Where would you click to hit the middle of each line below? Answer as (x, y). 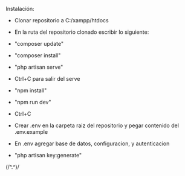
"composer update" (39, 44)
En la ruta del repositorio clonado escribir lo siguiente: (82, 32)
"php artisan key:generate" (48, 155)
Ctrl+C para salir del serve (47, 79)
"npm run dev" (33, 102)
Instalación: (20, 9)
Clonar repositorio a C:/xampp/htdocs (62, 20)
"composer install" (37, 55)
